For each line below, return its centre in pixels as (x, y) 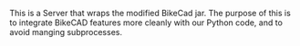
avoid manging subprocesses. (66, 32)
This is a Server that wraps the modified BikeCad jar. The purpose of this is (150, 13)
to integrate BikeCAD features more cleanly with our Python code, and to (146, 23)
